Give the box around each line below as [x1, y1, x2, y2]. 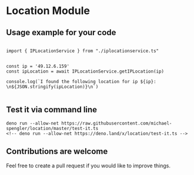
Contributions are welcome [6, 146, 108, 156]
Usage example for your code [6, 28, 116, 37]
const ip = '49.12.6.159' [6, 63, 69, 69]
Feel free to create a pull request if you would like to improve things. [6, 162, 170, 169]
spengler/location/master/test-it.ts [6, 125, 99, 131]
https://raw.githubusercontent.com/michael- [61, 120, 172, 126]
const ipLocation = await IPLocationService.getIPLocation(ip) [6, 68, 165, 74]
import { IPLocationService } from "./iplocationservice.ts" [6, 48, 159, 54]
